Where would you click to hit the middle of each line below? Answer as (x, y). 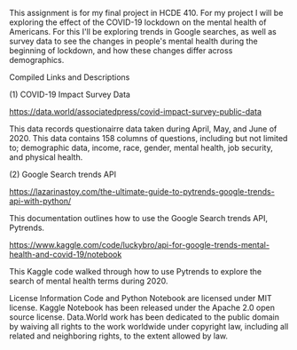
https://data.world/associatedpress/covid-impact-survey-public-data (135, 111)
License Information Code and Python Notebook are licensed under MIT (141, 298)
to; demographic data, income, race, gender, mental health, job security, (141, 147)
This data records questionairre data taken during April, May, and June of (143, 129)
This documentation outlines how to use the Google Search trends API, (139, 218)
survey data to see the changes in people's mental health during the (134, 41)
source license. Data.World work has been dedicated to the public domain (145, 317)
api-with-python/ (40, 201)
